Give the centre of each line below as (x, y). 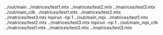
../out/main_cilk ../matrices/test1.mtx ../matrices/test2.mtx (63, 12)
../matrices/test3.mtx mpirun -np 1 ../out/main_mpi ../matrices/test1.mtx (76, 17)
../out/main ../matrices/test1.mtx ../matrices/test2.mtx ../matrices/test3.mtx (80, 7)
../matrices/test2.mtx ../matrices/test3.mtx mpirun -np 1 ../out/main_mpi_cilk (81, 22)
